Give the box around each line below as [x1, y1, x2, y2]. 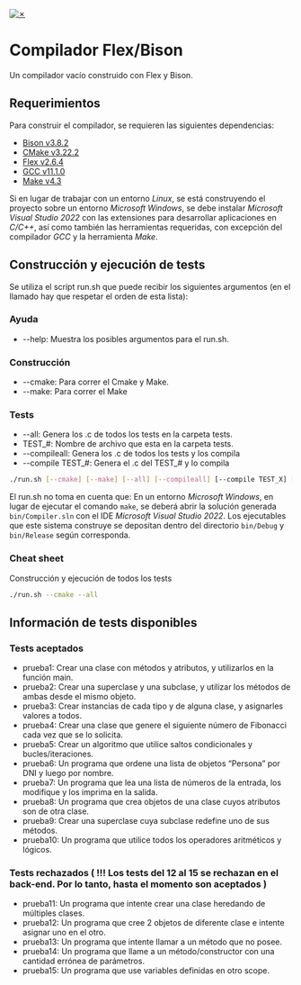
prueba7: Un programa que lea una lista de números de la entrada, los [22, 777, 281, 788]
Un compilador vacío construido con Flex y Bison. [9, 69, 193, 80]
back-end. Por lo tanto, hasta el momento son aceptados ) [9, 878, 268, 890]
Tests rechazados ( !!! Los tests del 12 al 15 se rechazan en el [9, 867, 279, 880]
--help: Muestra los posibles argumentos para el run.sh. [22, 333, 229, 344]
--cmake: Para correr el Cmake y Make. [22, 376, 169, 387]
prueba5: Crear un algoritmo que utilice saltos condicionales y [22, 739, 253, 750]
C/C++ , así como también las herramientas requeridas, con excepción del [9, 221, 283, 232]
